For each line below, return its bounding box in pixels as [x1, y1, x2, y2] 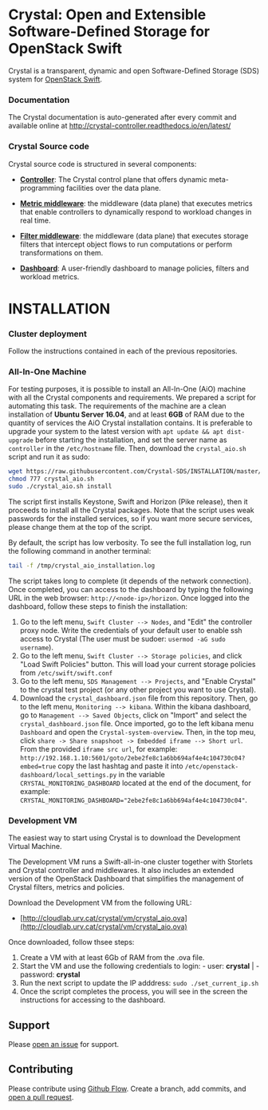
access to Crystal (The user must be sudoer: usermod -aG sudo [19, 634, 226, 643]
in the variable [118, 769, 166, 779]
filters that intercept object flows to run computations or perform [19, 239, 233, 249]
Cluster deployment [8, 328, 88, 339]
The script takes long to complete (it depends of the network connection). [8, 576, 251, 586]
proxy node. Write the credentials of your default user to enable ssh [19, 625, 242, 635]
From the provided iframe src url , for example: [19, 744, 178, 753]
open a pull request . [8, 1092, 74, 1102]
